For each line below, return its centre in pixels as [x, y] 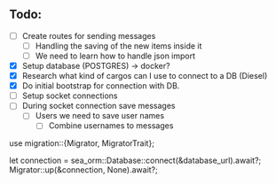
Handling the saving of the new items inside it [118, 46]
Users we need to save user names [100, 116]
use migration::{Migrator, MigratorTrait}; [82, 143]
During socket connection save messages [99, 106]
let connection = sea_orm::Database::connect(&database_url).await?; [135, 161]
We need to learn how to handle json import [115, 56]
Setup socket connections [70, 96]
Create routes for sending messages [89, 35]
